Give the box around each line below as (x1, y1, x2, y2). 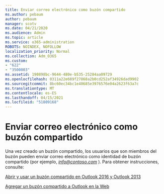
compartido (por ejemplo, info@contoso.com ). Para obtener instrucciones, (5, 159, 159, 165)
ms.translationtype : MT (5, 86, 55, 91)
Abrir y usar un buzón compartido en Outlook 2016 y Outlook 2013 (5, 174, 141, 180)
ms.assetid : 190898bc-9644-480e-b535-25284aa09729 (5, 72, 112, 77)
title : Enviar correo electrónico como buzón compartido (5, 7, 126, 12)
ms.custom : (5, 58, 28, 63)
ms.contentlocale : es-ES (5, 91, 57, 96)
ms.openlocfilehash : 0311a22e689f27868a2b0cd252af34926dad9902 (5, 77, 139, 82)
